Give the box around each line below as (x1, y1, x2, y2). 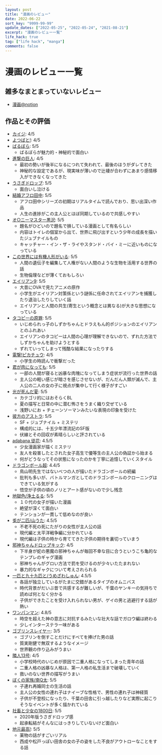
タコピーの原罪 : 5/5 (12, 315, 52, 321)
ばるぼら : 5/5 (12, 143, 39, 149)
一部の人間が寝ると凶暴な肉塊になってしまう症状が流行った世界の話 (19, 370, 157, 376)
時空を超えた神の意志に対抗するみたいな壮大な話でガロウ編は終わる (19, 616, 158, 621)
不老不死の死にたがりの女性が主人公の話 (19, 524, 102, 530)
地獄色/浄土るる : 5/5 (12, 493, 54, 499)
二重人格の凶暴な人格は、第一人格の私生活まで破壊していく (19, 665, 140, 671)
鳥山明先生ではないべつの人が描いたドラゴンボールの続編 (19, 468, 136, 474)
